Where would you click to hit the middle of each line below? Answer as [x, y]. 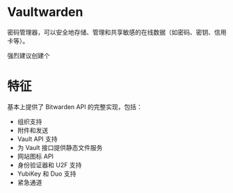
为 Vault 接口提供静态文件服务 [60, 147]
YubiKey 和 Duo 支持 [47, 174]
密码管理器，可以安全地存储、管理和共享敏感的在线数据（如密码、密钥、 [111, 32]
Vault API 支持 [37, 139]
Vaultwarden [45, 12]
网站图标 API [35, 156]
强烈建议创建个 [29, 56]
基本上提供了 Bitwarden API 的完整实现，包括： [75, 107]
